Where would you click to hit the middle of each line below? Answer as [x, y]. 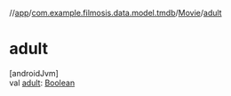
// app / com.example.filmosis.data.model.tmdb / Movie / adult [115, 13]
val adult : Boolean [42, 83]
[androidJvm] [34, 73]
